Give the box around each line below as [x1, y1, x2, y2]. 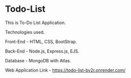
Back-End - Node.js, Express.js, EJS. [5, 48, 79, 54]
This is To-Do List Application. [5, 20, 66, 26]
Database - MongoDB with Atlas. [5, 57, 71, 63]
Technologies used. [5, 29, 45, 35]
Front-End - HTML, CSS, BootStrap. [5, 38, 77, 45]
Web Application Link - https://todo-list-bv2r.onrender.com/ [5, 67, 126, 73]
